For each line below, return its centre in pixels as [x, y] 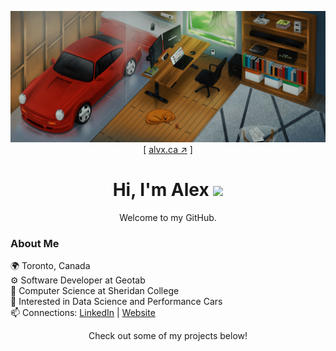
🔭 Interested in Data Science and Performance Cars [116, 301]
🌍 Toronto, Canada [50, 265]
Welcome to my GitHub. [168, 217]
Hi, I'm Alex [161, 189]
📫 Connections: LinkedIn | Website [83, 312]
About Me [35, 243]
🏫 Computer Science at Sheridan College [95, 290]
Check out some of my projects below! [168, 335]
